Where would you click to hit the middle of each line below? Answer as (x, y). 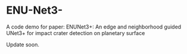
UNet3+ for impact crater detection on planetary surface (76, 33)
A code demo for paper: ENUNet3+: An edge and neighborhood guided (94, 27)
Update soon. (23, 45)
